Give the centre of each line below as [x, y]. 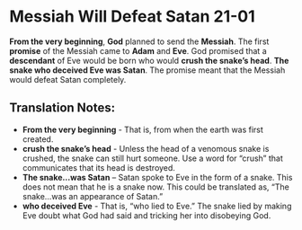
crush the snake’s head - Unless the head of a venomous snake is [146, 148]
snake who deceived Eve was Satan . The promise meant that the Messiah [147, 70]
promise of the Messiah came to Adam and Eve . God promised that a [138, 50]
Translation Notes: [62, 108]
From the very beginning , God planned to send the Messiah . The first [139, 41]
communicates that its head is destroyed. [98, 167]
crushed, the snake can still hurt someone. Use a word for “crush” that [152, 158]
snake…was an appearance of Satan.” [93, 196]
